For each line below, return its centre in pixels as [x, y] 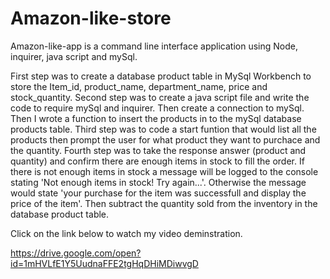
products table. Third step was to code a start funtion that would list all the [163, 129]
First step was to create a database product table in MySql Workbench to [161, 76]
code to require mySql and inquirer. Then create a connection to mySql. [157, 108]
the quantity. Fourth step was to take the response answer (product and [158, 150]
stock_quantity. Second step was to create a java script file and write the [160, 97]
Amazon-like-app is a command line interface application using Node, [154, 46]
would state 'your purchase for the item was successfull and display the [158, 193]
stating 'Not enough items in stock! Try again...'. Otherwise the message [158, 182]
